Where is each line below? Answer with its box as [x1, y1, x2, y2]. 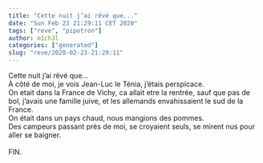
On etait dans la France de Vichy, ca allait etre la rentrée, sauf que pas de [8, 88, 251, 97]
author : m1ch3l [8, 34, 59, 42]
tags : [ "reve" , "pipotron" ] [8, 26, 103, 34]
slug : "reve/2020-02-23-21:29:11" [8, 49, 124, 57]
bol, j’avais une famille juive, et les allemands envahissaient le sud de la [8, 97, 244, 105]
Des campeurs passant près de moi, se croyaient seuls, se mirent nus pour [8, 121, 256, 131]
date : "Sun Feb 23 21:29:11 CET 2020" [8, 19, 138, 27]
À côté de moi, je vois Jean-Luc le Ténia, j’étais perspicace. [8, 79, 204, 89]
